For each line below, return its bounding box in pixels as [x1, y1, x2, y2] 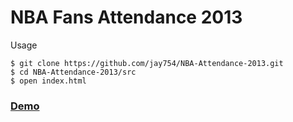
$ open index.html [10, 76, 87, 86]
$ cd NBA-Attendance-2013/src [10, 67, 137, 77]
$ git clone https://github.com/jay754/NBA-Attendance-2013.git [10, 58, 284, 68]
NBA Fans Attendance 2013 [10, 6, 243, 29]
